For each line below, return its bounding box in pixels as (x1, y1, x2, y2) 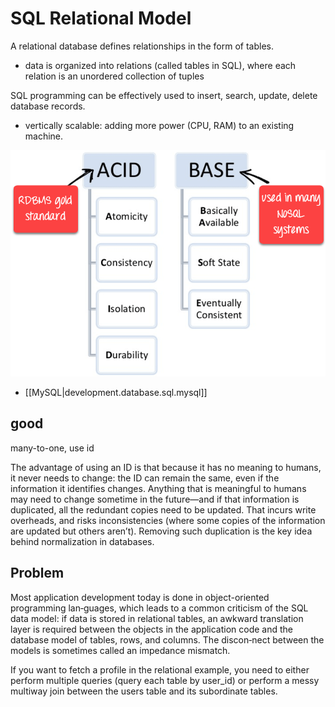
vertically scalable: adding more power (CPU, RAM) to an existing (24, 119, 295, 131)
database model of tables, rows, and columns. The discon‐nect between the (10, 633, 325, 646)
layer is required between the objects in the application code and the (10, 623, 294, 635)
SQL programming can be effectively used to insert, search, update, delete (10, 89, 318, 101)
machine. (24, 130, 64, 142)
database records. (10, 100, 86, 112)
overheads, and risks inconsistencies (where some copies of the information (10, 514, 326, 526)
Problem (10, 565, 65, 582)
